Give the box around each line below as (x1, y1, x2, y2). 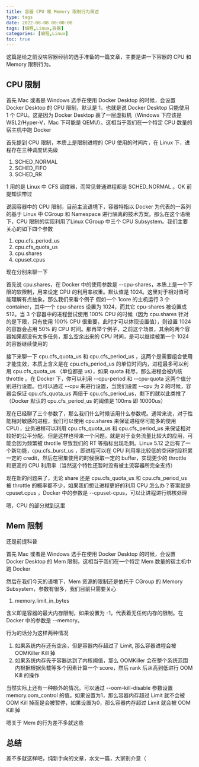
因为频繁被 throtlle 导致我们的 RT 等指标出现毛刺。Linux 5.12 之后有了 (16, 440, 185, 447)
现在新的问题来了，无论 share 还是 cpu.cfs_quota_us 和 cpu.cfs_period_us (6, 474, 188, 481)
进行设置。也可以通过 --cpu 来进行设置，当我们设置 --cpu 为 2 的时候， (11, 382, 187, 389)
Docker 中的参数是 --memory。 (6, 616, 83, 623)
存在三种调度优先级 (11, 146, 58, 153)
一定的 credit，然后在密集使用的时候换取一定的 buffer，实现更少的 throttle (6, 454, 187, 462)
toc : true (6, 36, 31, 42)
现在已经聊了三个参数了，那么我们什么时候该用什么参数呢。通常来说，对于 (6, 410, 188, 417)
